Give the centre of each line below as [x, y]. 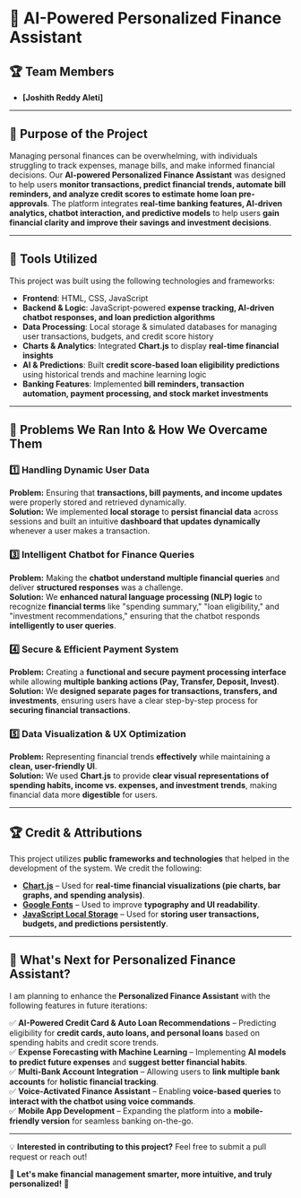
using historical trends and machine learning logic [114, 374]
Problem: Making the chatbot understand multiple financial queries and [145, 577]
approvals [28, 203]
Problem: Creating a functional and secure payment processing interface [148, 672]
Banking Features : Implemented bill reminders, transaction [133, 384]
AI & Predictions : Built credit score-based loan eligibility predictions [151, 365]
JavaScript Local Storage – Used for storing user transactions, [141, 915]
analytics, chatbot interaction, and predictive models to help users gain [144, 213]
